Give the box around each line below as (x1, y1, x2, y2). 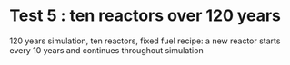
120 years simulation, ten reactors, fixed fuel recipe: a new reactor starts (9, 35, 281, 46)
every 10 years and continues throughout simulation (9, 44, 204, 55)
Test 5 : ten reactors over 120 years (9, 5, 282, 26)
